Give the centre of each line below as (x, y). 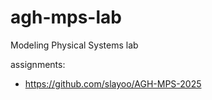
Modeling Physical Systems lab (74, 45)
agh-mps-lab (66, 17)
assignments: (38, 64)
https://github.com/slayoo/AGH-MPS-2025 (113, 83)
